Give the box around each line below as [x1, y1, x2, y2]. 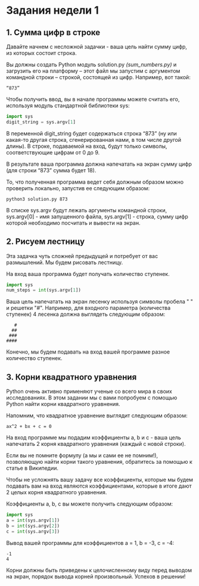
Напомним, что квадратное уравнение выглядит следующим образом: [6, 412, 188, 419]
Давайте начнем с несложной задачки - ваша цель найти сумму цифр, [6, 43, 188, 50]
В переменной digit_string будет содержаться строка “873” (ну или [6, 129, 177, 137]
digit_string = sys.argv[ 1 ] [6, 119, 76, 125]
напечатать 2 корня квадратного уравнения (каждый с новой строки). [6, 441, 186, 448]
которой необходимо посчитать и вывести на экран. [6, 219, 141, 227]
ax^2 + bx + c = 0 [6, 424, 52, 430]
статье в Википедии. [6, 464, 58, 472]
